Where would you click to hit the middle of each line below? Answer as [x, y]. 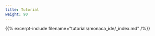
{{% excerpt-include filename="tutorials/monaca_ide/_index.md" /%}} [78, 28]
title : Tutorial [22, 10]
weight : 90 [17, 14]
